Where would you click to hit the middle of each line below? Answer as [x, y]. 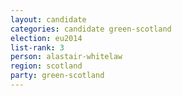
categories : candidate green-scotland [91, 29]
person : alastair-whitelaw [66, 57]
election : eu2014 [46, 38]
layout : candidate [48, 19]
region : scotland [46, 66]
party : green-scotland [57, 76]
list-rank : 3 [37, 47]
